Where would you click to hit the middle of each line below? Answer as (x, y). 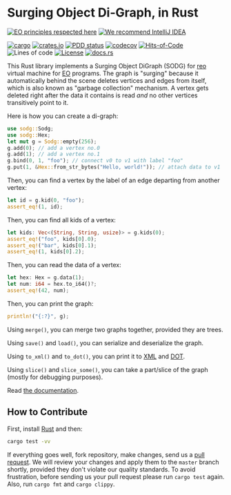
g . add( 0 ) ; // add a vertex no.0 (53, 148)
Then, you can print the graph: (50, 303)
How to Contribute (48, 412)
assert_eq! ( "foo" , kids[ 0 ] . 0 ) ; (52, 239)
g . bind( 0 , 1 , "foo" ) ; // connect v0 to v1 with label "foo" (96, 161)
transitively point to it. (38, 102)
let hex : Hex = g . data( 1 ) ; (46, 278)
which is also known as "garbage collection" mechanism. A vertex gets (108, 88)
